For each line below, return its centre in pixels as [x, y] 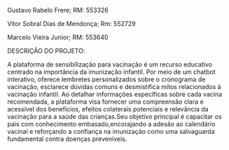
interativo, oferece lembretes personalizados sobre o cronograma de [106, 79]
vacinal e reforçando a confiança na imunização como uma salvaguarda [111, 131]
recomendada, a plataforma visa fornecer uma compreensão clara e [106, 102]
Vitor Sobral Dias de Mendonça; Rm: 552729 [71, 23]
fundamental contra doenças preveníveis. [67, 139]
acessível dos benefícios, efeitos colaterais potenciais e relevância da [108, 109]
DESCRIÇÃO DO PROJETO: [46, 51]
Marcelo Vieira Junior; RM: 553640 [58, 37]
